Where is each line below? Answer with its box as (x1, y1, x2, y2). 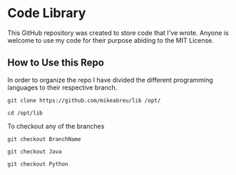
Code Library (7, 5, 86, 21)
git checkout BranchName (7, 135, 81, 143)
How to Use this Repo (7, 57, 105, 69)
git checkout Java (7, 148, 62, 155)
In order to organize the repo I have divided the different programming (7, 75, 214, 84)
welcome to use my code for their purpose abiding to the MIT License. (7, 36, 214, 44)
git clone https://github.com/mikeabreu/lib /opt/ (7, 97, 161, 104)
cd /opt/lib (7, 109, 43, 117)
